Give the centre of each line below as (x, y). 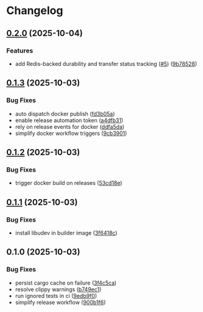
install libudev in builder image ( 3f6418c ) (66, 233)
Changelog (35, 11)
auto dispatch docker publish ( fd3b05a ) (65, 114)
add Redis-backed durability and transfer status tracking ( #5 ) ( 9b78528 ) (106, 63)
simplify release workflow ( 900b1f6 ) (60, 302)
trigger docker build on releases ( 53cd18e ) (69, 183)
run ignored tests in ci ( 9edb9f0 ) (56, 296)
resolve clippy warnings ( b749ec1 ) (58, 289)
